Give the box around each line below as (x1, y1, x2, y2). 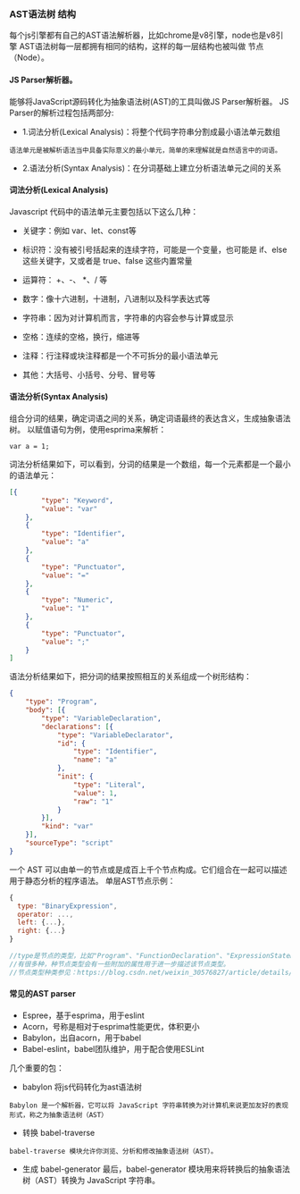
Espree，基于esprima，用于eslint (21, 1010, 145, 1021)
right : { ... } (17, 927, 66, 936)
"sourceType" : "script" (25, 838, 114, 848)
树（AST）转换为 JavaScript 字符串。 (21, 1174, 161, 1185)
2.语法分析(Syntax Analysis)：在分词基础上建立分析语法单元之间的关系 (21, 163, 282, 173)
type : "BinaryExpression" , (17, 901, 118, 911)
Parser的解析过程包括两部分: (9, 107, 114, 118)
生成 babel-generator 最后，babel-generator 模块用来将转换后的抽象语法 (21, 1164, 290, 1174)
